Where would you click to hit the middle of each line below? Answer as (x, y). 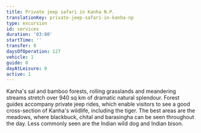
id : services (23, 29)
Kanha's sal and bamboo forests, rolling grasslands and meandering (91, 91)
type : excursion (27, 23)
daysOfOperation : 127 (34, 52)
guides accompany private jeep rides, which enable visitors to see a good (98, 104)
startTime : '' (24, 40)
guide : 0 (17, 63)
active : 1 (19, 74)
